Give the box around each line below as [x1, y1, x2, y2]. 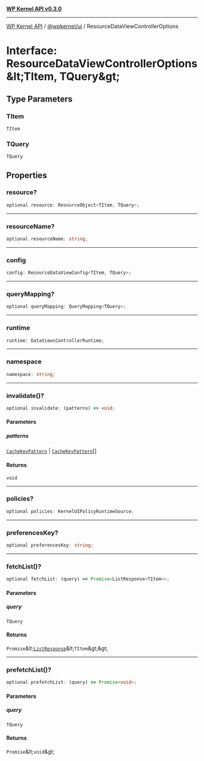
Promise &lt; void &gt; [6, 748, 55, 755]
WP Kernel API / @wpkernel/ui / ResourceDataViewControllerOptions [6, 22, 179, 30]
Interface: [6, 44, 58, 58]
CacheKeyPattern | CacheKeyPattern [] [6, 448, 97, 455]
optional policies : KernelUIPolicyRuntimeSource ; [6, 508, 135, 514]
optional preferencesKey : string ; [6, 542, 94, 548]
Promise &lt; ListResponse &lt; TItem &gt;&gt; [6, 644, 108, 652]
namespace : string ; [6, 371, 56, 377]
